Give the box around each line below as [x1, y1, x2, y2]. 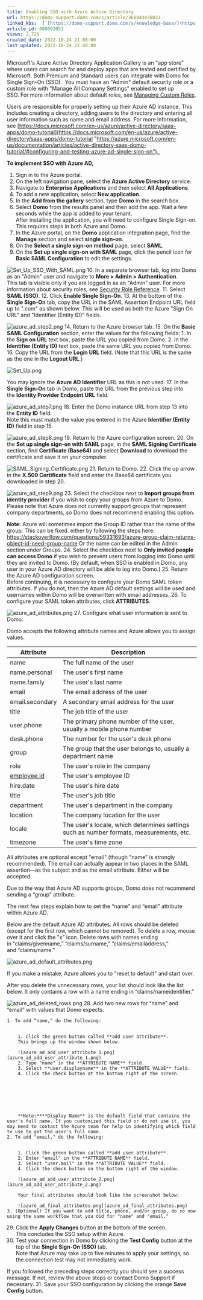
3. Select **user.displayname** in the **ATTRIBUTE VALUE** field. [17, 1065, 190, 1071]
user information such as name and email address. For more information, [7, 115, 187, 123]
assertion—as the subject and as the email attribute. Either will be [7, 866, 169, 874]
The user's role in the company [63, 762, 151, 770]
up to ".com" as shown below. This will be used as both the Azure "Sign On [7, 304, 193, 312]
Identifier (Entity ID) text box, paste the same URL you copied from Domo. [7, 342, 192, 349]
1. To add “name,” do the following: [7, 1017, 102, 1024]
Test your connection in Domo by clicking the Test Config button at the [15, 1237, 193, 1244]
